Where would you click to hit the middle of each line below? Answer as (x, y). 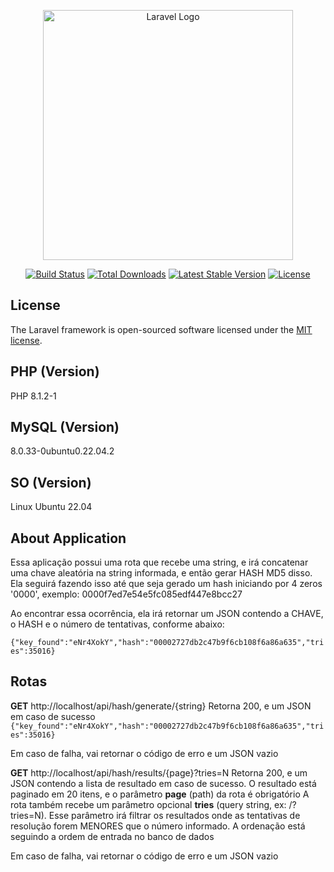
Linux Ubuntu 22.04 (51, 507)
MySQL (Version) (65, 427)
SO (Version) (51, 482)
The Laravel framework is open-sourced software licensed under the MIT (161, 329)
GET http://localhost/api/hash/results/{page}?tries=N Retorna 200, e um (159, 772)
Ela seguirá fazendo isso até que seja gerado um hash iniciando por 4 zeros (166, 584)
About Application (68, 538)
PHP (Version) (55, 371)
